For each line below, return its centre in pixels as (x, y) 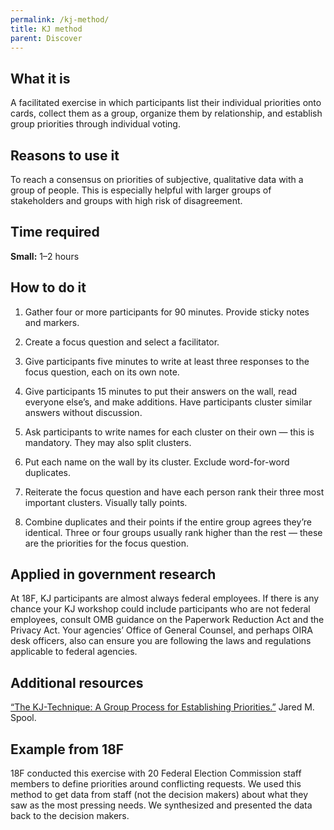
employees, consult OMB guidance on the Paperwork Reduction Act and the (167, 620)
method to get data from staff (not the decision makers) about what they (159, 795)
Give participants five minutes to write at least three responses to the (167, 361)
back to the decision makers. (70, 816)
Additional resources (77, 682)
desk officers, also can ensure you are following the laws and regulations (161, 641)
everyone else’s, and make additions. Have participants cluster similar (168, 402)
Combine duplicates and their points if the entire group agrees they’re (168, 522)
